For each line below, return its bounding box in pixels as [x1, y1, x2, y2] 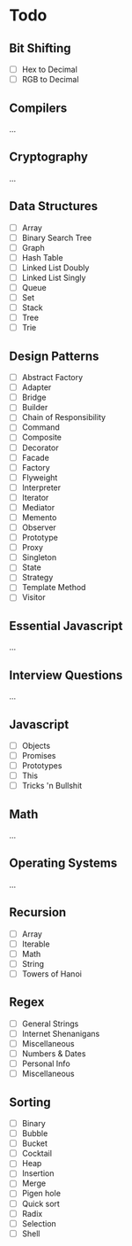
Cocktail [21, 1149, 53, 1159]
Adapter [21, 382, 52, 393]
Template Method [21, 582, 86, 593]
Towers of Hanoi [21, 968, 82, 979]
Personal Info [21, 1058, 70, 1069]
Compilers [9, 100, 68, 115]
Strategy [21, 572, 54, 583]
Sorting [9, 1094, 51, 1110]
